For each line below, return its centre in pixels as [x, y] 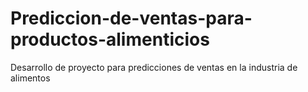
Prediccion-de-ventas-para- [131, 18]
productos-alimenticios [110, 39]
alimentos [30, 78]
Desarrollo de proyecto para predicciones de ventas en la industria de [154, 67]
